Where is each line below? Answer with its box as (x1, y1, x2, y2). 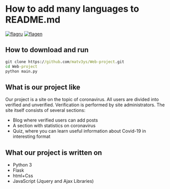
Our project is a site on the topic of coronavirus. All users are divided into (5, 97, 159, 103)
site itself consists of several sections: (5, 107, 86, 113)
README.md (5, 14, 61, 26)
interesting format (12, 133, 51, 139)
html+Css (12, 173, 33, 179)
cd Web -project (5, 64, 38, 69)
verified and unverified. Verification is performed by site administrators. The (5, 102, 165, 108)
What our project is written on (5, 148, 102, 157)
